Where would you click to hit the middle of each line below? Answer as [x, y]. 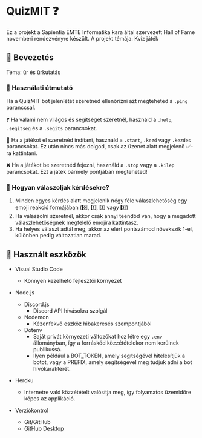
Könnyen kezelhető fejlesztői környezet [73, 281]
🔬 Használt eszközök [46, 254]
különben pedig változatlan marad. [58, 236]
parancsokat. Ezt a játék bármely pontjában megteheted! [77, 172]
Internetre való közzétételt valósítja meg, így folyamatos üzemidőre [108, 392]
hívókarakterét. [52, 369]
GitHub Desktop [44, 429]
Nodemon [37, 317]
